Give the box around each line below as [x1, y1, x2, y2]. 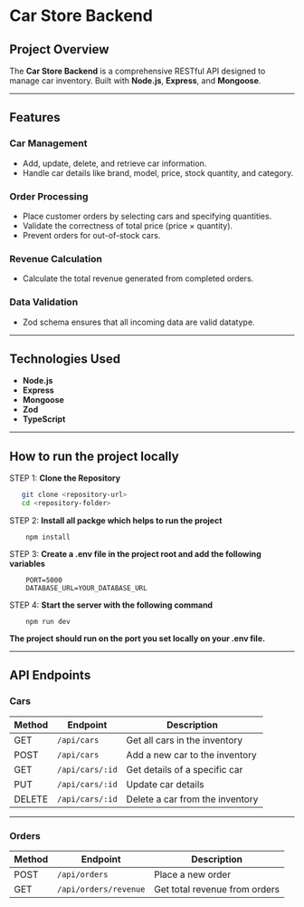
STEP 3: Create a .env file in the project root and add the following [9, 548, 262, 559]
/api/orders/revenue [57, 883, 146, 894]
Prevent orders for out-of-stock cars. [22, 229, 161, 240]
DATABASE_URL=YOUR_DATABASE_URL [25, 583, 147, 592]
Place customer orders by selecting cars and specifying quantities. [22, 210, 272, 221]
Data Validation [9, 296, 79, 308]
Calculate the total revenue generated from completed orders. [22, 273, 254, 284]
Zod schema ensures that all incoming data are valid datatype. [22, 317, 255, 327]
